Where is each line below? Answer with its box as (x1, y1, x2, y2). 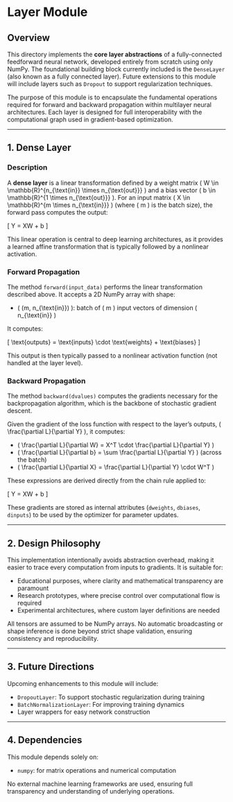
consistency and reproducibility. (7, 635, 99, 643)
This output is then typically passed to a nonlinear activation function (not (7, 351, 218, 360)
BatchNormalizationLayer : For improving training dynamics (17, 700, 185, 708)
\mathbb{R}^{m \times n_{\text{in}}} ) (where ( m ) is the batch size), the (7, 201, 213, 209)
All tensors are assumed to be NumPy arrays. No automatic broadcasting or (7, 619, 223, 628)
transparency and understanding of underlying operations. (7, 787, 175, 795)
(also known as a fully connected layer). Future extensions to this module (7, 72, 216, 81)
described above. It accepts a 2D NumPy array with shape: (7, 290, 175, 299)
